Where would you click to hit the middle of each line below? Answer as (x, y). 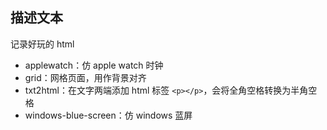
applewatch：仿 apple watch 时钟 (94, 65)
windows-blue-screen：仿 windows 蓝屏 (108, 115)
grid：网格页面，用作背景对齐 (85, 77)
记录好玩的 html (42, 44)
